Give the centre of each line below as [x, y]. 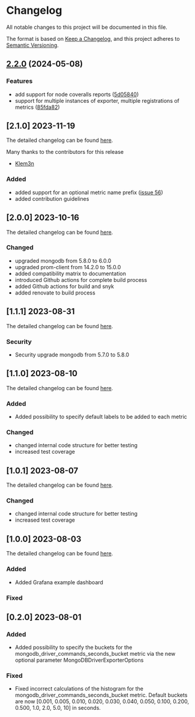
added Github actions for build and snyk [64, 286]
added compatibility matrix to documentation [70, 273]
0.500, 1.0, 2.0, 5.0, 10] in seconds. [58, 708]
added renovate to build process [55, 293]
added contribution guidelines [52, 198]
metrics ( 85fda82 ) [37, 107]
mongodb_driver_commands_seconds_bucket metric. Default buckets [101, 695]
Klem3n [24, 163]
